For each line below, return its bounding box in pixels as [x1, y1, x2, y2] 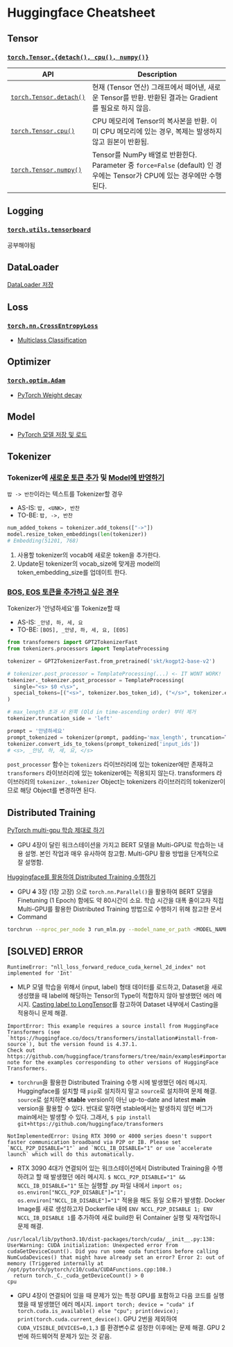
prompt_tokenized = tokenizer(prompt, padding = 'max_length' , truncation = [7, 733, 225, 741]
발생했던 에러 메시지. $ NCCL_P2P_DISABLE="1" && [51, 1172, 186, 1181]
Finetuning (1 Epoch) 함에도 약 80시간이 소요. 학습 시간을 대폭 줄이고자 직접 [17, 896, 224, 905]
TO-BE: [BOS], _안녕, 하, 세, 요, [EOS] [17, 625, 130, 634]
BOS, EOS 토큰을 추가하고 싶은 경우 [7, 587, 119, 597]
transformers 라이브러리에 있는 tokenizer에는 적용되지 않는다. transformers [7, 769, 215, 777]
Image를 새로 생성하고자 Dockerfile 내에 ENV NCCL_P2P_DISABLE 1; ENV [17, 1204, 213, 1213]
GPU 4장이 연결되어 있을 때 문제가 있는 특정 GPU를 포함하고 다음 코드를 [17, 1291, 212, 1299]
